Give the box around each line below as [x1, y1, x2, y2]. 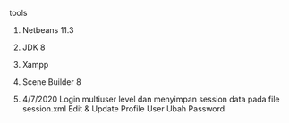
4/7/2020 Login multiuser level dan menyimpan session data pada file [21, 94, 280, 104]
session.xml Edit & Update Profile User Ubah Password [21, 103, 225, 114]
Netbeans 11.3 [21, 25, 74, 35]
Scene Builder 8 [21, 77, 82, 87]
